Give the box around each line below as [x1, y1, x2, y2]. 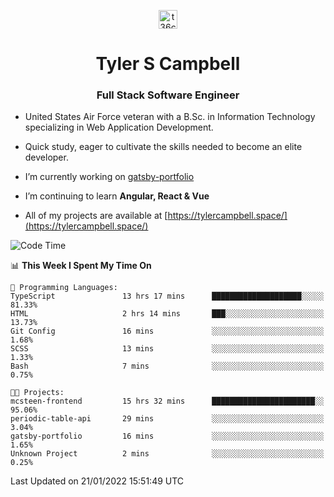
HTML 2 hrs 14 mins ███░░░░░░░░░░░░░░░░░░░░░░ [10, 309, 325, 319]
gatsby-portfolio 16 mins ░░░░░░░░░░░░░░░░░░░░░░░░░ [10, 431, 325, 442]
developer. [24, 151, 69, 164]
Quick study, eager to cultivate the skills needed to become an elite [24, 141, 303, 153]
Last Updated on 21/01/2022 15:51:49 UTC [10, 475, 185, 487]
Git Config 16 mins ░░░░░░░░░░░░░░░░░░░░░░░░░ [10, 326, 325, 337]
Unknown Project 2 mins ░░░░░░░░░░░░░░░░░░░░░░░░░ [10, 449, 325, 459]
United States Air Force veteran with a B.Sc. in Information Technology [24, 111, 316, 123]
